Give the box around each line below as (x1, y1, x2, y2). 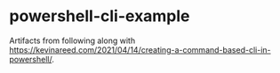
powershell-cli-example (9, 6, 190, 26)
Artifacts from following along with (9, 35, 136, 46)
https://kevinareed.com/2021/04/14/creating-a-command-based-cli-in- (9, 44, 271, 55)
